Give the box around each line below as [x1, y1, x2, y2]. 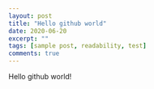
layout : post [8, 11, 53, 20]
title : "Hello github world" [8, 19, 107, 28]
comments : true [8, 49, 60, 57]
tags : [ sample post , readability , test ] [8, 42, 148, 50]
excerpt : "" [8, 34, 49, 43]
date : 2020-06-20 [8, 27, 67, 35]
